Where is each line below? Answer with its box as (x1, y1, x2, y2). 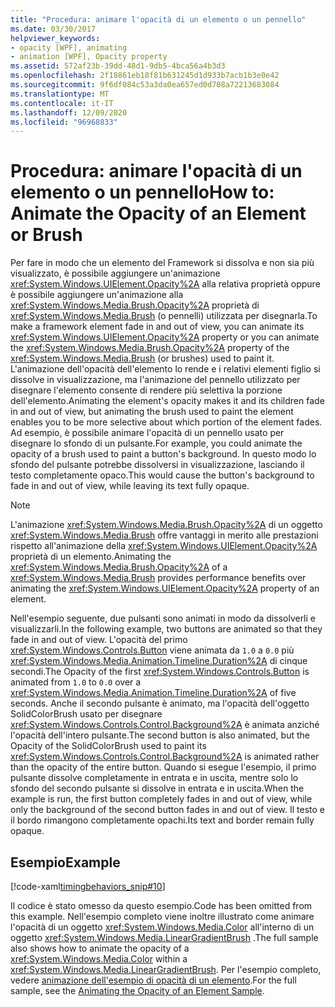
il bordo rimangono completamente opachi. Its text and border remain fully (10, 814, 315, 826)
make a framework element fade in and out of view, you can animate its (10, 321, 305, 333)
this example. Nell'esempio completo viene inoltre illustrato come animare (10, 911, 315, 922)
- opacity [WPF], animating (10, 42, 128, 53)
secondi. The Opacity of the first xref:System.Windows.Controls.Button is (10, 666, 310, 678)
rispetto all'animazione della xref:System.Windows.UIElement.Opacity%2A (10, 540, 318, 552)
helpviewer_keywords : (10, 33, 101, 43)
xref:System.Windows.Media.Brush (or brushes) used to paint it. (10, 352, 275, 365)
